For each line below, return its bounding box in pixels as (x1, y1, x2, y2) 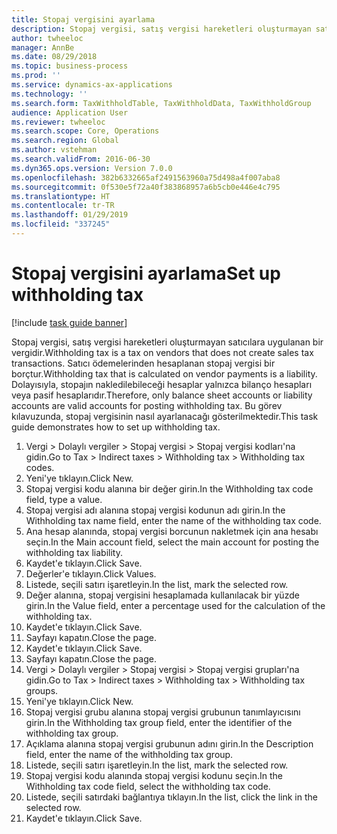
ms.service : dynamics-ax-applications (11, 80, 173, 90)
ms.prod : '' (11, 71, 61, 81)
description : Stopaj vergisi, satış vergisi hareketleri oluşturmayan (11, 24, 312, 34)
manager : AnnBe (11, 42, 75, 53)
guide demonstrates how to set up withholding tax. (11, 421, 221, 433)
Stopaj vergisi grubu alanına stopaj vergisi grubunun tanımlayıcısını (25, 706, 301, 718)
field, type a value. (25, 493, 103, 505)
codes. (25, 461, 55, 473)
